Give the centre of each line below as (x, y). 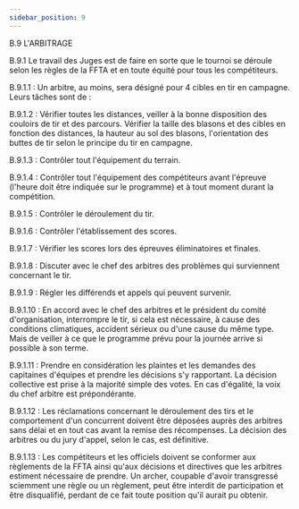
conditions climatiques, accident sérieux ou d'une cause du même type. (141, 328)
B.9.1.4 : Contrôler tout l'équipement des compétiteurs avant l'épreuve (138, 177)
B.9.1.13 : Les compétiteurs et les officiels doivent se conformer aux (133, 456)
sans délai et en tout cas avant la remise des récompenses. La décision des (148, 429)
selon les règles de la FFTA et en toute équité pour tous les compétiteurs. (144, 70)
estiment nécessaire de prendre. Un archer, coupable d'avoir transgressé (144, 476)
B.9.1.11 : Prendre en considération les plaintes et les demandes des (133, 365)
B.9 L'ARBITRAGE (41, 43)
